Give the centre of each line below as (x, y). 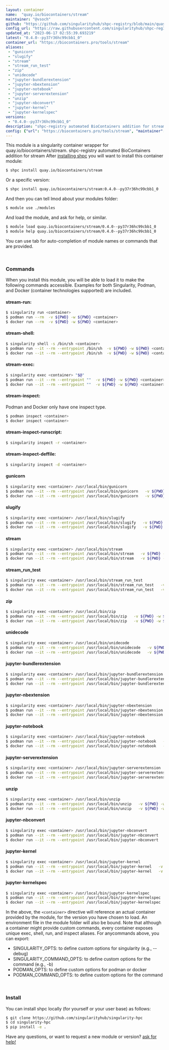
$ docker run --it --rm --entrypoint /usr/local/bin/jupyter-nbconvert (82, 840)
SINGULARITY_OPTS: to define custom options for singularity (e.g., (82, 948)
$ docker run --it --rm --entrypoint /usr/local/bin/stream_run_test (80, 590)
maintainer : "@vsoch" (28, 19)
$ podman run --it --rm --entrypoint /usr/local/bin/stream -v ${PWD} (83, 554)
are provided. (20, 246)
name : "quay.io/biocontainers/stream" (47, 15)
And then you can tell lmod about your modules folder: (62, 199)
